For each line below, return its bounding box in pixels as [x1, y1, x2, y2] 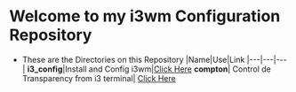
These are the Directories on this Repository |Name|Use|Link [21, 54, 245, 65]
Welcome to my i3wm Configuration [9, 6, 281, 27]
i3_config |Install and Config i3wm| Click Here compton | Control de [27, 64, 271, 74]
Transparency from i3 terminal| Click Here [21, 73, 176, 83]
